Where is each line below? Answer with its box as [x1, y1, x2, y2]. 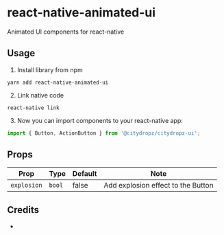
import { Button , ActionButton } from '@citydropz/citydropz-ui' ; [7, 129, 201, 137]
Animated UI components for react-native [7, 27, 125, 36]
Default [72, 169, 97, 179]
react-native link [7, 104, 60, 111]
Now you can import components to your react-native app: [16, 116, 184, 124]
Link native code [16, 91, 64, 99]
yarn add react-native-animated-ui [7, 79, 109, 86]
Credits [7, 204, 40, 216]
